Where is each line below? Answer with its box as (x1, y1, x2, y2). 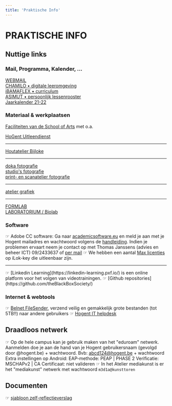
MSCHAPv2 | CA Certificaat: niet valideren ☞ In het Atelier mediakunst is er (5, 361, 164, 367)
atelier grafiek (5, 188, 35, 195)
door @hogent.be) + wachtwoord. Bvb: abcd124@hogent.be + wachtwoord (5, 350, 165, 356)
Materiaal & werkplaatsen (5, 111, 71, 119)
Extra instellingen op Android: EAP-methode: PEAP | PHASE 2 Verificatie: (5, 355, 159, 362)
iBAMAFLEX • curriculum (5, 88, 59, 94)
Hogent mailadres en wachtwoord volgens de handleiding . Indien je (5, 239, 147, 245)
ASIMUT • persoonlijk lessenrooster (5, 93, 81, 100)
